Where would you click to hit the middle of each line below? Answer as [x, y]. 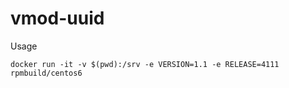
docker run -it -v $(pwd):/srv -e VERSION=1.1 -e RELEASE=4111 [145, 64]
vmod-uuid [57, 18]
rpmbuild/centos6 [46, 73]
